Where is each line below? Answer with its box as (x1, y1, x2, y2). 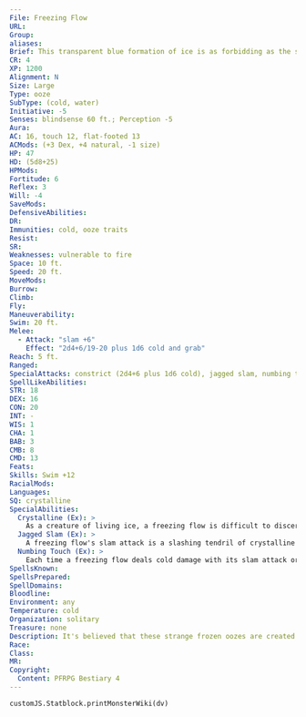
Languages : (9, 487, 51, 497)
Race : (9, 640, 30, 650)
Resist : (9, 233, 39, 242)
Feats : (9, 462, 35, 472)
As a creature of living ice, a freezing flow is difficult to (25, 521, 271, 531)
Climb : (9, 292, 35, 302)
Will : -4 (9, 191, 43, 200)
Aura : (9, 124, 30, 133)
